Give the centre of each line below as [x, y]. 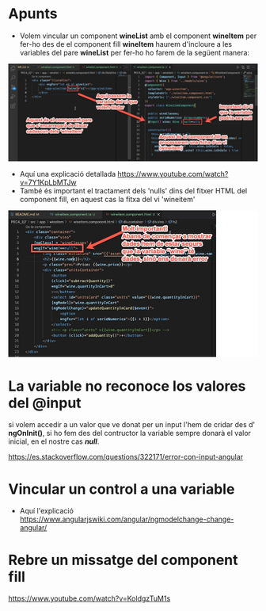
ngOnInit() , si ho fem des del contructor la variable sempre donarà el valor [130, 433]
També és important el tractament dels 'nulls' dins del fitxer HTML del [133, 190]
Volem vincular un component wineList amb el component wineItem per [138, 36]
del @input [45, 403]
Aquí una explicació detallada [68, 174]
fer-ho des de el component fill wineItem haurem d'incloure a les [125, 44]
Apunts [33, 14]
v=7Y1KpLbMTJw [48, 182]
